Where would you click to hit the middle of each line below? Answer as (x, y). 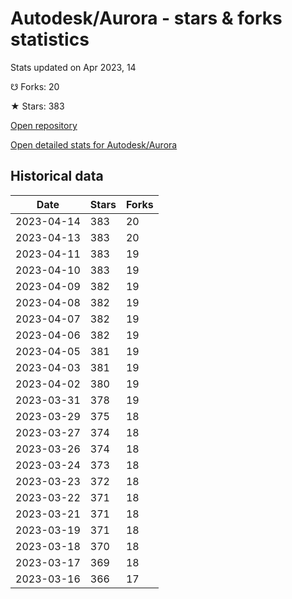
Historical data (57, 176)
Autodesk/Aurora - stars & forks (146, 18)
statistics (50, 39)
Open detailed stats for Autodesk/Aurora (94, 144)
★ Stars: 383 (37, 106)
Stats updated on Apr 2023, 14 (73, 67)
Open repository (44, 125)
